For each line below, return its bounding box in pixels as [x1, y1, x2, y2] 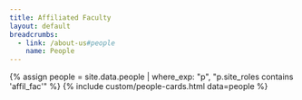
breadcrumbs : [9, 30, 59, 39]
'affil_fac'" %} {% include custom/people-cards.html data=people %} [9, 81, 268, 92]
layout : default [9, 22, 71, 31]
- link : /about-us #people [17, 38, 116, 48]
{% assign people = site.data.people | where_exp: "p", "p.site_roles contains [9, 71, 294, 82]
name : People [25, 47, 75, 56]
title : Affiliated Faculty [9, 13, 112, 23]
